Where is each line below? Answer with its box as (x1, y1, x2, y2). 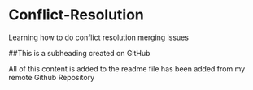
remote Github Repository (8, 72, 95, 82)
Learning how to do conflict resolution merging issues (8, 32, 190, 42)
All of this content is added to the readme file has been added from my (8, 63, 246, 74)
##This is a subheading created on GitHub (8, 48, 150, 58)
